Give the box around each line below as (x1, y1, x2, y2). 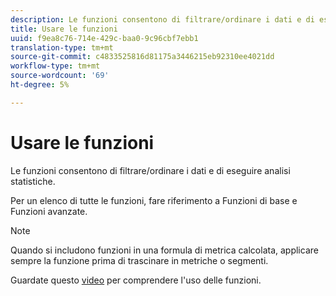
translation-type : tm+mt (10, 42, 114, 53)
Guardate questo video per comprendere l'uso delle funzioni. (10, 274, 262, 286)
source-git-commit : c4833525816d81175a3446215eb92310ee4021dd (10, 52, 275, 62)
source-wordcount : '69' (10, 71, 110, 81)
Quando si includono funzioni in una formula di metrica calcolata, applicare (10, 244, 319, 256)
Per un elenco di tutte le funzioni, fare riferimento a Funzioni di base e (10, 194, 298, 206)
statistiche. (10, 175, 56, 187)
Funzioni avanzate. (10, 205, 88, 217)
